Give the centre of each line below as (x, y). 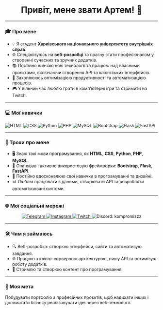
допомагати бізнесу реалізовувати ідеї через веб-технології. (68, 302)
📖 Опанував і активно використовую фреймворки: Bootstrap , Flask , (82, 166)
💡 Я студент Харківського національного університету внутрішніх (82, 44)
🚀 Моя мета (19, 287)
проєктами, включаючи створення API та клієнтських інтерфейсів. (81, 73)
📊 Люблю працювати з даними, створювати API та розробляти (78, 181)
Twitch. (19, 96)
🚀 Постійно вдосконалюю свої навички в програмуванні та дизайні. (82, 176)
